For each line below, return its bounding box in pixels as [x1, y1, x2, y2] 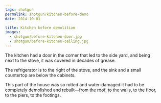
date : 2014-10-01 [5, 16, 41, 21]
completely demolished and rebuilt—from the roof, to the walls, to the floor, [5, 87, 157, 93]
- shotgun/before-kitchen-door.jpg [9, 34, 82, 39]
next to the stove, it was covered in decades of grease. [5, 57, 116, 63]
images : [5, 30, 21, 35]
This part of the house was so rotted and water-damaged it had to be [5, 81, 144, 87]
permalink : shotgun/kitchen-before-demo [5, 12, 89, 17]
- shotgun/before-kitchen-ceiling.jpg [9, 39, 89, 44]
